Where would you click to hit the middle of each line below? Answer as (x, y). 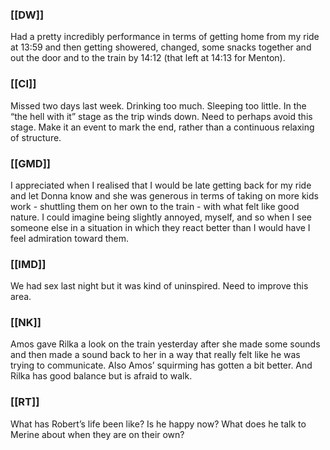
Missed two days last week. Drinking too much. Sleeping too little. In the (158, 105)
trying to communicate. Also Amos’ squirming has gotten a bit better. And (161, 365)
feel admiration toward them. (69, 238)
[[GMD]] (30, 163)
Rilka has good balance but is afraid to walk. (101, 376)
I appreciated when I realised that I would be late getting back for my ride (161, 185)
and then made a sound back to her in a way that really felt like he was (155, 355)
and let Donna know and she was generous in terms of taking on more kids (164, 195)
